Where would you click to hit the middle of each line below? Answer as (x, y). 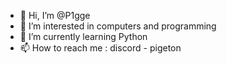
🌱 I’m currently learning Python (83, 36)
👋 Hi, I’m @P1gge (55, 15)
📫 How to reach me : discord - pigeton (100, 48)
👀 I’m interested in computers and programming (118, 26)
